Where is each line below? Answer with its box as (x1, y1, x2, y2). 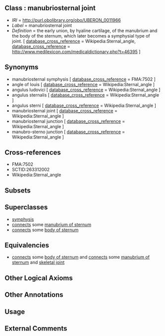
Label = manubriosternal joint (11, 22, 72, 28)
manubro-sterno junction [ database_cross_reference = (11, 129, 125, 135)
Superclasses (4, 203, 48, 212)
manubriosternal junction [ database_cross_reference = (11, 118, 125, 124)
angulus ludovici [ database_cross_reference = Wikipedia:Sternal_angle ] (11, 87, 161, 93)
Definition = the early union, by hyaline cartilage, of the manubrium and (11, 27, 158, 34)
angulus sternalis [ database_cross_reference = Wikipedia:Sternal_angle (11, 92, 160, 98)
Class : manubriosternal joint (4, 4, 96, 12)
